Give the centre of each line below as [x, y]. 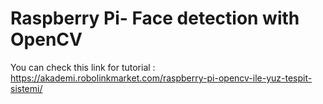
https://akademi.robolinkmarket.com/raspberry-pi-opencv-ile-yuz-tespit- [161, 78]
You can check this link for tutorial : [83, 67]
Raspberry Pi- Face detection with [155, 18]
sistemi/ [26, 88]
